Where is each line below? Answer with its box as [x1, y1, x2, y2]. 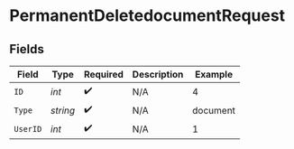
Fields [9, 42, 45, 57]
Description [132, 69, 184, 80]
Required [84, 69, 124, 80]
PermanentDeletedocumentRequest [9, 5, 286, 26]
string [51, 104, 76, 116]
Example [195, 69, 233, 80]
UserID [14, 124, 42, 134]
